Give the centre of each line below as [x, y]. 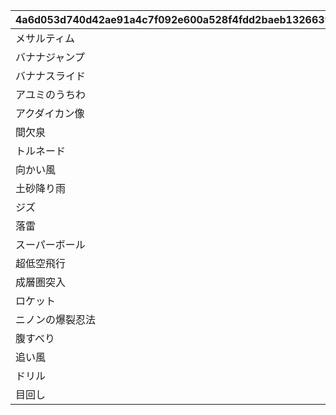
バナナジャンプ [50, 57]
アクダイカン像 [50, 113]
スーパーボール [50, 244]
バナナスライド [51, 76]
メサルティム [45, 38]
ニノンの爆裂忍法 [56, 319]
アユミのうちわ [51, 94]
